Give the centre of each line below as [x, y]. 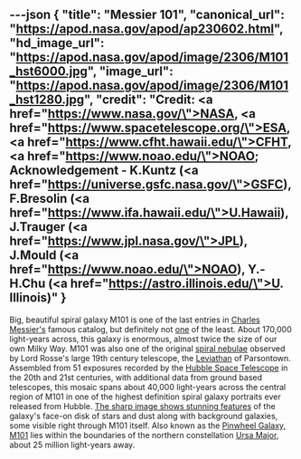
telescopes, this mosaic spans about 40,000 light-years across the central [148, 387]
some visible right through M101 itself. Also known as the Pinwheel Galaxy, [148, 426]
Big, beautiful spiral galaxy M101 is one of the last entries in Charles [135, 320]
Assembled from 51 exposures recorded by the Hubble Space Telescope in [149, 368]
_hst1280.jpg [47, 100]
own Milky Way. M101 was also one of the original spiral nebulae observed [147, 349]
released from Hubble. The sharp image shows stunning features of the [142, 406]
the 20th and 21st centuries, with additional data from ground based [136, 377]
